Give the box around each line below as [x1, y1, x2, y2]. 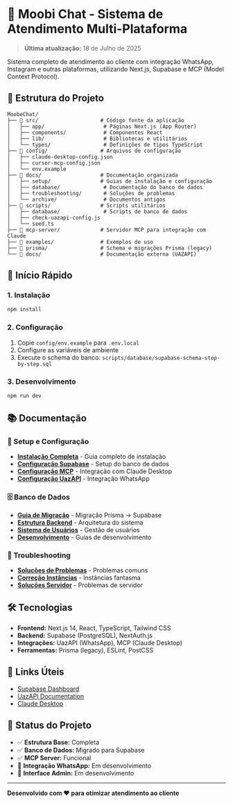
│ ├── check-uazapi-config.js [7, 214, 101, 221]
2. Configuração [7, 322, 64, 332]
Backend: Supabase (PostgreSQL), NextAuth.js [17, 631, 153, 639]
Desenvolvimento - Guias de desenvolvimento [17, 533, 152, 541]
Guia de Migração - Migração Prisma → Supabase [17, 511, 162, 519]
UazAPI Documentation [17, 691, 85, 700]
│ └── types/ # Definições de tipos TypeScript [7, 141, 203, 148]
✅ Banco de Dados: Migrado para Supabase [17, 746, 145, 754]
